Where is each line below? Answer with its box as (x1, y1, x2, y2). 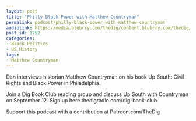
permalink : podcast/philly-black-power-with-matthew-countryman (6, 19, 166, 25)
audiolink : (6, 24, 33, 31)
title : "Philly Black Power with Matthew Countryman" (6, 14, 140, 20)
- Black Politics (6, 41, 48, 47)
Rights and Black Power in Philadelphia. (6, 79, 101, 86)
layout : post (6, 8, 38, 15)
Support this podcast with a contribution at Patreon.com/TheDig (6, 108, 160, 115)
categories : (6, 35, 35, 41)
